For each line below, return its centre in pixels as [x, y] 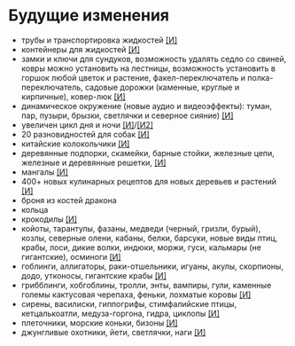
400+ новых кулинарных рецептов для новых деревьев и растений [148, 181]
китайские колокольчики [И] [75, 144]
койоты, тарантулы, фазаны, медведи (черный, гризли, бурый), [141, 228]
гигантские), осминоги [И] [71, 256]
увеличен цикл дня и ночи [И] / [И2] [87, 124]
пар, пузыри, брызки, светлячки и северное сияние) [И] [127, 115]
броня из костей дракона [69, 200]
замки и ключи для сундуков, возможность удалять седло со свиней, [154, 59]
